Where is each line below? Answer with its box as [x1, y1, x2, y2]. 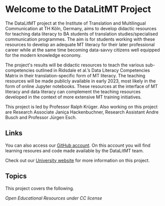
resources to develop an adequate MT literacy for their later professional [5, 41, 155, 47]
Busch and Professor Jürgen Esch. [5, 114, 77, 120]
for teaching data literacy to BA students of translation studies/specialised [5, 31, 158, 37]
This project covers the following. [5, 185, 74, 191]
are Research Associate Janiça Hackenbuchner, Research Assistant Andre [5, 109, 159, 115]
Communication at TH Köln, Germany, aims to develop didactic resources [5, 25, 157, 31]
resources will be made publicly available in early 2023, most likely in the [5, 78, 156, 84]
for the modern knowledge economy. [5, 52, 82, 58]
